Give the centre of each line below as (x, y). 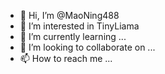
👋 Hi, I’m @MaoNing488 (69, 15)
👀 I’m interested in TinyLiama (79, 26)
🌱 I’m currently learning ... (73, 36)
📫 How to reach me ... (66, 58)
